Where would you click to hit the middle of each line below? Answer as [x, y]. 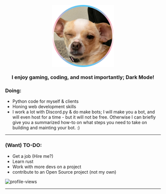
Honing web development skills [44, 107]
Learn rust [23, 161]
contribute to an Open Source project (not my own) [64, 172]
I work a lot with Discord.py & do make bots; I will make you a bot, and [83, 112]
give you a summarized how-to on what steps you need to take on [80, 123]
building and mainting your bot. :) [46, 128]
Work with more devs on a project [47, 167]
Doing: [13, 90]
